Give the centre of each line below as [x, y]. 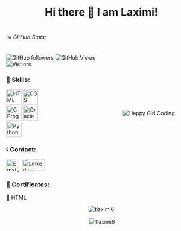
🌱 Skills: [18, 80]
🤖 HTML [17, 198]
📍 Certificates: [28, 185]
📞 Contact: [21, 150]
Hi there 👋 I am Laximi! [101, 12]
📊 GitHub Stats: [26, 37]
